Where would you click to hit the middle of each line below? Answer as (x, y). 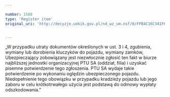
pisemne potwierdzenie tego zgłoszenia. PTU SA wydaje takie (70, 68)
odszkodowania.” (23, 90)
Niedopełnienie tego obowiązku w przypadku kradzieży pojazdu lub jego (81, 79)
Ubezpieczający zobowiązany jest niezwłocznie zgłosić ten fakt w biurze (81, 58)
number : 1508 (19, 14)
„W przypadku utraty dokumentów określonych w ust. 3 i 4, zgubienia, (78, 47)
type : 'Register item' (29, 19)
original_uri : (20, 24)
